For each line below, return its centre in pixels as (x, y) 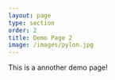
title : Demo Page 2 (40, 38)
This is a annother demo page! (58, 67)
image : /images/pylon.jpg (51, 45)
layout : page (30, 15)
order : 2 (23, 30)
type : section (32, 23)
